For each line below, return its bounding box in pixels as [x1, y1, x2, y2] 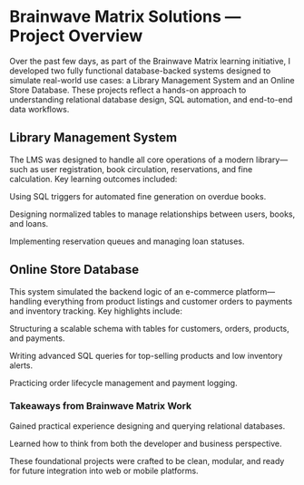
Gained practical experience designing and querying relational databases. [9, 420, 286, 432]
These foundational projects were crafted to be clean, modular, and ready [9, 455, 285, 466]
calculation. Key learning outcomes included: [9, 173, 178, 184]
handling [9, 296, 43, 306]
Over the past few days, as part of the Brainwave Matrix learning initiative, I [9, 55, 290, 66]
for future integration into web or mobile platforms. [9, 465, 199, 476]
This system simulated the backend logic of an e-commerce [9, 286, 234, 296]
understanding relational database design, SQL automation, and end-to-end [9, 93, 293, 105]
